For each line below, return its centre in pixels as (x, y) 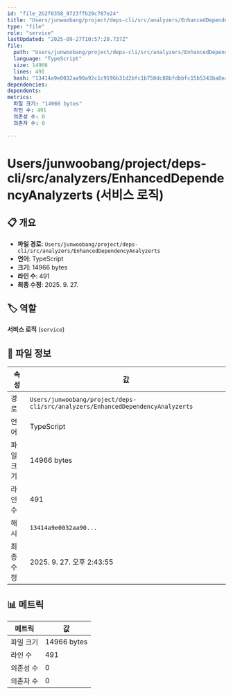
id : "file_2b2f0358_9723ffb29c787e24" (63, 14)
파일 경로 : (30, 244)
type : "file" (26, 26)
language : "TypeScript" (48, 59)
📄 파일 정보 (29, 353)
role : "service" (31, 33)
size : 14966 (31, 65)
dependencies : (28, 85)
